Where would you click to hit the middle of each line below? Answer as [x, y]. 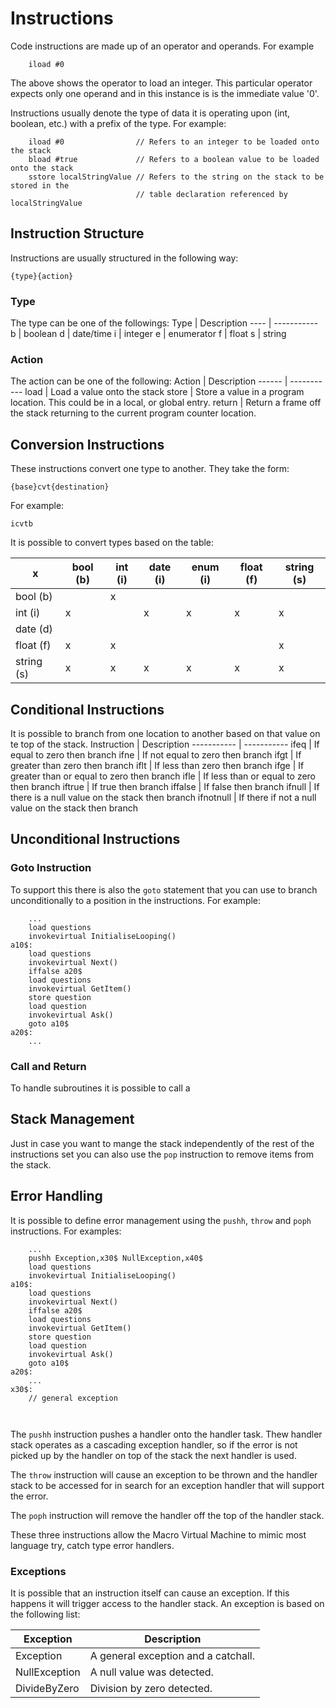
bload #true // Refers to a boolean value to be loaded [174, 159]
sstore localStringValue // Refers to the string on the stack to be [176, 177]
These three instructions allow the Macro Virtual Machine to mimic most [158, 1534]
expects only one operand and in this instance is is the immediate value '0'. [165, 93]
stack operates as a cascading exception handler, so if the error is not [154, 1444]
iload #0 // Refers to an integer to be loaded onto [174, 142]
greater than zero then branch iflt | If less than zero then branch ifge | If [157, 765]
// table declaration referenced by [211, 194]
